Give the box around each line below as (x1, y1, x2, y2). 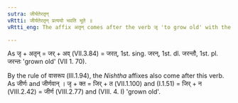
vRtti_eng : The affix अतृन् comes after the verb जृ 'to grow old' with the (7, 23, 231, 31)
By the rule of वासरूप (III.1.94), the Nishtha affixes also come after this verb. (7, 72, 225, 80)
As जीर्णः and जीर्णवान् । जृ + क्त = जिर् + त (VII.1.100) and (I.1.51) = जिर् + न (7, 80, 202, 88)
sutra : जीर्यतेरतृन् (7, 10, 50, 18)
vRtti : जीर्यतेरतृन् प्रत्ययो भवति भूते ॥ (7, 17, 92, 24)
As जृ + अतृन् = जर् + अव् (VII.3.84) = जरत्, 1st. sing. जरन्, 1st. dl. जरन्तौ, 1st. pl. (7, 49, 219, 58)
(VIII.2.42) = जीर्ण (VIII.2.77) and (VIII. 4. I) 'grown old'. (7, 87, 161, 96)
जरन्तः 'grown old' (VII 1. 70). (7, 58, 87, 66)
